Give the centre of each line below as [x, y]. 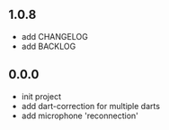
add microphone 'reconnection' [80, 116]
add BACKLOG [49, 46]
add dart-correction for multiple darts [91, 106]
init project [41, 96]
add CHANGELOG [55, 36]
